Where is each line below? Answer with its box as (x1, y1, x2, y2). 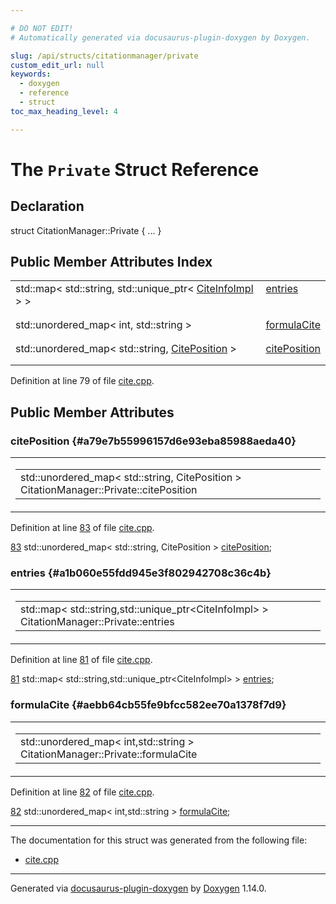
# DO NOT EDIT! (10, 23, 74, 33)
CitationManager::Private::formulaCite (20, 747, 198, 761)
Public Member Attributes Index (10, 254, 213, 271)
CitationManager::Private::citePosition (20, 483, 198, 497)
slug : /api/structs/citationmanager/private (10, 51, 199, 61)
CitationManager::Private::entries (20, 615, 175, 629)
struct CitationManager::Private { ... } (10, 224, 162, 236)
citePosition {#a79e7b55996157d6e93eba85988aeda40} (10, 434, 297, 448)
